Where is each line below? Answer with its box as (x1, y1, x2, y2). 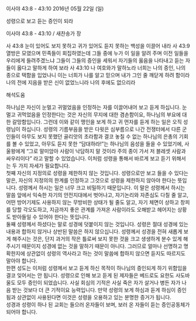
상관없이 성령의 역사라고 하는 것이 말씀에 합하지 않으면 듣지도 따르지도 (26, 250, 186, 257)
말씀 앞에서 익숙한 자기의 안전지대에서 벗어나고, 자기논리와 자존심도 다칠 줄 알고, (6, 192, 189, 198)
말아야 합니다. (6, 257, 38, 264)
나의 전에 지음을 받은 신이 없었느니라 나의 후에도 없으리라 (6, 79, 136, 86)
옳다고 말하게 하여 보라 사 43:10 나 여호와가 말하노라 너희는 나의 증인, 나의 (16, 64, 186, 71)
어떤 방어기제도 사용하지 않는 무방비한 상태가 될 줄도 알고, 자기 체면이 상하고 (6, 199, 180, 206)
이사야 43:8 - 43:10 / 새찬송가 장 (6, 30, 81, 37)
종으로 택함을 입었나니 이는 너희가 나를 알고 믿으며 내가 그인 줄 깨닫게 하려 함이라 (6, 72, 190, 78)
